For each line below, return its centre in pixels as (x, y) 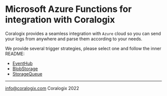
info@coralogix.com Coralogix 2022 (42, 88)
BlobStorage (25, 69)
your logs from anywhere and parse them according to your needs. (74, 39)
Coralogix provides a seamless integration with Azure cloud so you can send (83, 33)
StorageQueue (27, 74)
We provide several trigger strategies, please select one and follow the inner (83, 48)
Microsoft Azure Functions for (68, 9)
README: (15, 54)
